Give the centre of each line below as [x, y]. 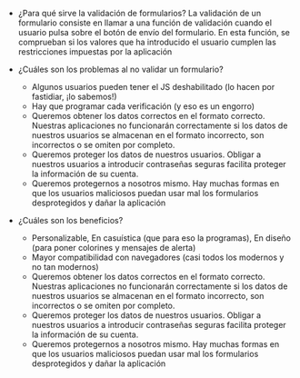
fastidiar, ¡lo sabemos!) [74, 96]
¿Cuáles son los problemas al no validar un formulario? [121, 69]
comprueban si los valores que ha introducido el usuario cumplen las [147, 42]
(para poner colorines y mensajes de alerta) [114, 248]
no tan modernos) [65, 267]
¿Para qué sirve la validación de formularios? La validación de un [140, 13]
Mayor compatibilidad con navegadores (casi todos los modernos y [158, 257]
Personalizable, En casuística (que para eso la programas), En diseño [161, 238]
